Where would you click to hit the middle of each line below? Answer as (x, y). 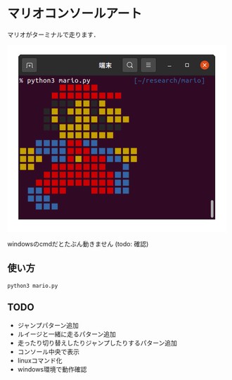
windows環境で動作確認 (52, 369)
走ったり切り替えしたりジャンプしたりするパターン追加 (97, 343)
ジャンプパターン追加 (48, 325)
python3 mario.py (33, 286)
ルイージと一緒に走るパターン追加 (66, 334)
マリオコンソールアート (75, 14)
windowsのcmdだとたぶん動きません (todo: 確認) (78, 243)
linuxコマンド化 (40, 360)
